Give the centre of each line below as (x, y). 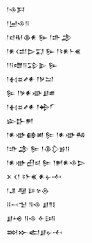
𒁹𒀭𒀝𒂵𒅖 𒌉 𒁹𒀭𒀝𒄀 (46, 135)
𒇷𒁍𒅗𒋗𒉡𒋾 (35, 232)
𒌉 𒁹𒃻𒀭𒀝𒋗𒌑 (31, 93)
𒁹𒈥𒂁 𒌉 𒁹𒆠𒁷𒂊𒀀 (38, 149)
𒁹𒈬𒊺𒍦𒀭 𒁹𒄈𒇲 (31, 107)
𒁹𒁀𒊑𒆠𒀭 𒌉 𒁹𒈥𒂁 (39, 37)
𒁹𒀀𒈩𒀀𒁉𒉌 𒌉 (32, 65)
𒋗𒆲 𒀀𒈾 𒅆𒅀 (31, 218)
